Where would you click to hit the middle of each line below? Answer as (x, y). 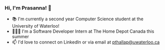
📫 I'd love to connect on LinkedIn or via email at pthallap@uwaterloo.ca (86, 42)
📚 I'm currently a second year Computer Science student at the (78, 19)
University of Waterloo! (36, 26)
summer (20, 37)
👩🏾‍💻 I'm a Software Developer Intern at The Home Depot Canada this (83, 31)
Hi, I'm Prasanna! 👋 (28, 8)
